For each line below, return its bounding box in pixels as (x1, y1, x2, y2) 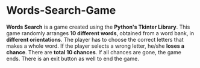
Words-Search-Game (6, 4, 116, 17)
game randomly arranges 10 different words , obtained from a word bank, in (6, 29, 195, 36)
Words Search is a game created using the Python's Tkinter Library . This (6, 23, 190, 30)
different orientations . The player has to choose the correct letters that (6, 36, 184, 43)
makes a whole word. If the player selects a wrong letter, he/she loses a (6, 42, 185, 50)
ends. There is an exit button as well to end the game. (6, 55, 140, 62)
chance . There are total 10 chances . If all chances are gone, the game (6, 48, 182, 55)
